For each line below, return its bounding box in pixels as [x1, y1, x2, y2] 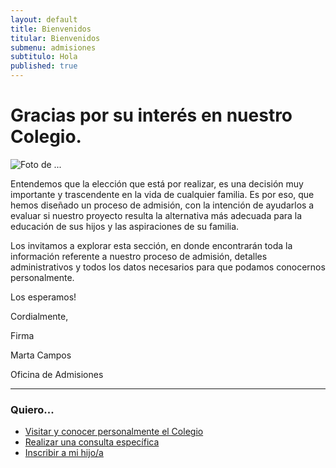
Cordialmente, [10, 310, 69, 322]
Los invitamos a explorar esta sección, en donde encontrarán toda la [10, 239, 293, 251]
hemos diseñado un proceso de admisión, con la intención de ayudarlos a [10, 199, 315, 211]
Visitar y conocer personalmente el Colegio [24, 426, 204, 438]
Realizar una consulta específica [24, 436, 160, 448]
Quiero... [10, 402, 55, 416]
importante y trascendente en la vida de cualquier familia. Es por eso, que [10, 188, 315, 200]
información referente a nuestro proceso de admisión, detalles [10, 250, 268, 262]
